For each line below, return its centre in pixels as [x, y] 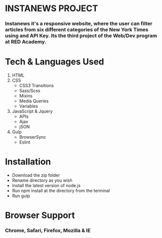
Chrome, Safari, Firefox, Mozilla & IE [48, 231]
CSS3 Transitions [37, 86]
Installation [28, 162]
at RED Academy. [26, 42]
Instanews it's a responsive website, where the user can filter [79, 24]
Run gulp [21, 196]
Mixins [26, 96]
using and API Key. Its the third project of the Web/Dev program [81, 36]
